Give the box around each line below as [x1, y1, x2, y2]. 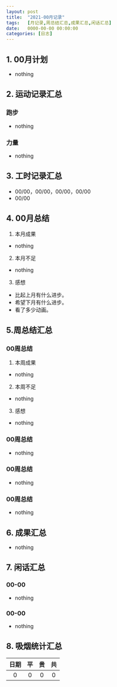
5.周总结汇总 [6, 325, 53, 335]
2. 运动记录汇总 [6, 89, 62, 99]
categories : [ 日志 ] [6, 31, 53, 37]
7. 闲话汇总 [6, 563, 46, 573]
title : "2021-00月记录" [6, 14, 65, 20]
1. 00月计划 [6, 54, 48, 64]
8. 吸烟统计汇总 [6, 641, 62, 651]
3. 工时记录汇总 [6, 171, 62, 181]
